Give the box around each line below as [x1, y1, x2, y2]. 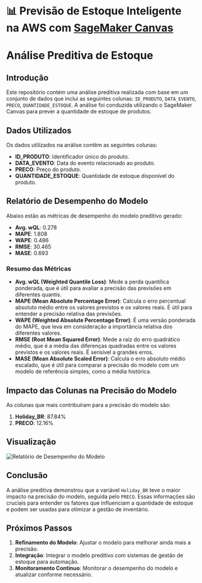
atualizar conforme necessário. [14, 571, 93, 578]
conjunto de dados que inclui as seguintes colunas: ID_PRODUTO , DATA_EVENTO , [6, 95, 197, 102]
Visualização [6, 437, 56, 447]
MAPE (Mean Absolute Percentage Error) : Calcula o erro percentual [14, 297, 186, 304]
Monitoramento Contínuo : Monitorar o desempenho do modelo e [14, 564, 178, 572]
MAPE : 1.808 [14, 230, 48, 238]
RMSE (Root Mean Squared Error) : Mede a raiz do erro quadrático [14, 336, 180, 343]
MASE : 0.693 [14, 249, 48, 256]
